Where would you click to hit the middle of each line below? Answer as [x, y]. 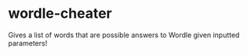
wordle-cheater [60, 14]
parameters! [28, 43]
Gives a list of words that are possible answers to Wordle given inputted [124, 35]
